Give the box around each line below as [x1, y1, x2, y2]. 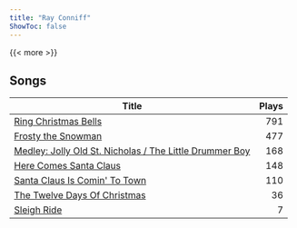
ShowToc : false [9, 22, 67, 31]
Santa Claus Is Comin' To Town [14, 174, 147, 187]
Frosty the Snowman [14, 130, 103, 143]
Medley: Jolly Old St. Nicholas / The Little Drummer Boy [14, 144, 251, 157]
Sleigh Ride [14, 203, 63, 216]
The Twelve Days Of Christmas [14, 189, 146, 202]
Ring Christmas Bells [14, 115, 103, 128]
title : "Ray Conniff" [9, 13, 92, 23]
